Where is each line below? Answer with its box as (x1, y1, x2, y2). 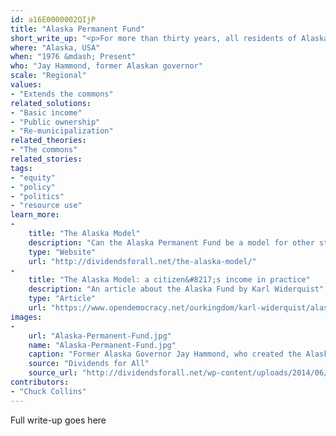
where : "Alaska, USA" (10, 42, 101, 53)
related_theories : (10, 136, 87, 146)
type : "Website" (28, 247, 97, 257)
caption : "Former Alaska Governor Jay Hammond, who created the (28, 349, 302, 360)
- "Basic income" (10, 107, 83, 118)
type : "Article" (28, 294, 97, 304)
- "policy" (10, 182, 56, 192)
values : (10, 80, 43, 90)
